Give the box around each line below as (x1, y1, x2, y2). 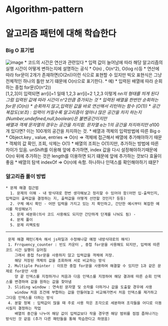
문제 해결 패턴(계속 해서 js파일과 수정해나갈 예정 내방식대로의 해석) (7, 237, 131, 242)
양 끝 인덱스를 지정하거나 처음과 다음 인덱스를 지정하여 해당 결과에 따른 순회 (14, 274, 152, 279)
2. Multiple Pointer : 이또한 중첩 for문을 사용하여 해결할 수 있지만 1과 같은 (7, 263, 156, 268)
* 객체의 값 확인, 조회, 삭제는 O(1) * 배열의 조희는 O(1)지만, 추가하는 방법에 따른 (5, 140, 159, 146)
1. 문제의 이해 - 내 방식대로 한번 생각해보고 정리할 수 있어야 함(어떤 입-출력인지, (10, 191, 160, 196)
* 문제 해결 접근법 (5, 185, 39, 190)
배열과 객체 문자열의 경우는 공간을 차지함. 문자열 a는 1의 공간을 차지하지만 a (5, 121, 153, 128)
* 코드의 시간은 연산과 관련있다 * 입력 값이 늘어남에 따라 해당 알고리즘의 (24, 59, 163, 65)
